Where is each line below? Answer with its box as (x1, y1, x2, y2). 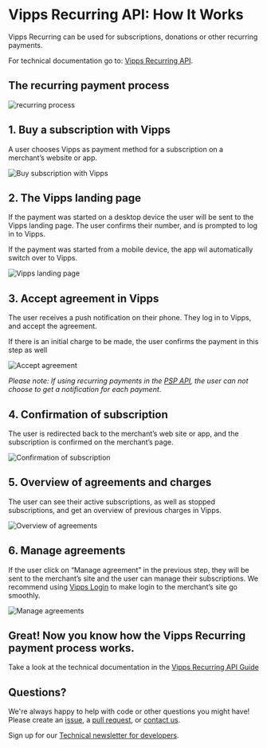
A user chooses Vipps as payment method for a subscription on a (8, 144, 224, 154)
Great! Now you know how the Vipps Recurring (8, 629, 245, 643)
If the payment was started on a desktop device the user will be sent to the (8, 213, 254, 222)
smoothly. (8, 590, 41, 600)
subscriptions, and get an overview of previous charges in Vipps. (8, 505, 222, 515)
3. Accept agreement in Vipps (8, 292, 159, 305)
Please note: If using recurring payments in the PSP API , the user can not (8, 376, 249, 386)
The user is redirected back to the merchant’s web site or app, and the (8, 429, 239, 438)
